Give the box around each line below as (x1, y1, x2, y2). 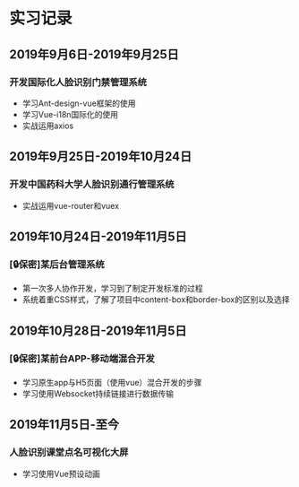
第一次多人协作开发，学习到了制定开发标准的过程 (21, 283, 203, 294)
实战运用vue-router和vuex (21, 200, 119, 211)
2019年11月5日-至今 (9, 417, 120, 432)
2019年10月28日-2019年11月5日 (9, 323, 187, 338)
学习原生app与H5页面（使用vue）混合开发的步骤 (21, 377, 202, 387)
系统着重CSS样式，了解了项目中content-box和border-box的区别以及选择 (21, 294, 290, 305)
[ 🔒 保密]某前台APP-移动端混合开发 (9, 352, 155, 364)
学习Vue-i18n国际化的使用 (21, 109, 119, 119)
